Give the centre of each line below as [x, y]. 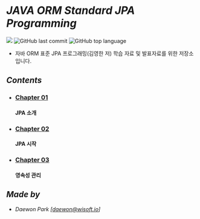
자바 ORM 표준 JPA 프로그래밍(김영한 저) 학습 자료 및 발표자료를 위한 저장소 [104, 53]
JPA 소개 [26, 113]
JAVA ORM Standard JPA [71, 11]
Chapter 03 [32, 160]
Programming [41, 23]
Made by [23, 194]
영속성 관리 [28, 175]
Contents [24, 80]
